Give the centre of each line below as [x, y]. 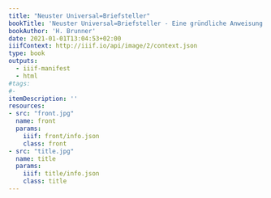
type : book [27, 53]
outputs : [23, 61]
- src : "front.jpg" [41, 114]
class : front [45, 143]
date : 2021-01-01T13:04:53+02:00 [65, 38]
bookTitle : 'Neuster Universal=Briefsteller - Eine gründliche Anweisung [136, 23]
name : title [36, 158]
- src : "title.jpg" [41, 151]
